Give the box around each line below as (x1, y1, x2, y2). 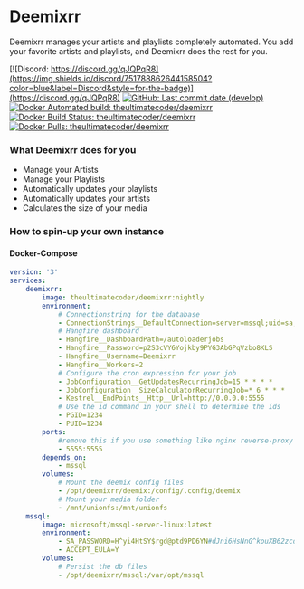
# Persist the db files (57, 562, 147, 571)
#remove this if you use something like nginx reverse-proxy (57, 436, 294, 445)
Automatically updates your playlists (22, 184, 158, 195)
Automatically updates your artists (22, 193, 151, 204)
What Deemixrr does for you (9, 143, 137, 156)
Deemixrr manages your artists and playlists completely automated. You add (9, 36, 294, 47)
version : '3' (9, 268, 59, 277)
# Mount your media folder (57, 495, 160, 504)
